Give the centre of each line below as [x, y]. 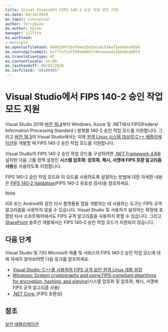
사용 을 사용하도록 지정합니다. [33, 166]
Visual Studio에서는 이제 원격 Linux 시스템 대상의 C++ [91, 136]
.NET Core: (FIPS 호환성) [37, 293]
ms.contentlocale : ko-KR [31, 61]
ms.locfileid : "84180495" [32, 71]
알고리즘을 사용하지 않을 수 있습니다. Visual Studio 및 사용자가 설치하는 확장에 [81, 210]
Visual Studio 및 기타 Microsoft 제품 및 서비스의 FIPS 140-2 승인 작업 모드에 [80, 253]
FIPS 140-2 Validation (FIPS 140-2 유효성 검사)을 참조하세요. [70, 183]
